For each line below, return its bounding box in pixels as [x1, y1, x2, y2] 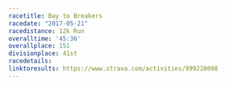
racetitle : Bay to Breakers [8, 11, 103, 20]
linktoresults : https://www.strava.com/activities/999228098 [8, 65, 219, 73]
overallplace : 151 [8, 42, 70, 50]
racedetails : [8, 57, 52, 66]
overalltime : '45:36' [8, 34, 82, 43]
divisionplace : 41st [8, 49, 78, 57]
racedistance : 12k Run [8, 27, 85, 35]
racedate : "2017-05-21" [8, 19, 89, 28]
